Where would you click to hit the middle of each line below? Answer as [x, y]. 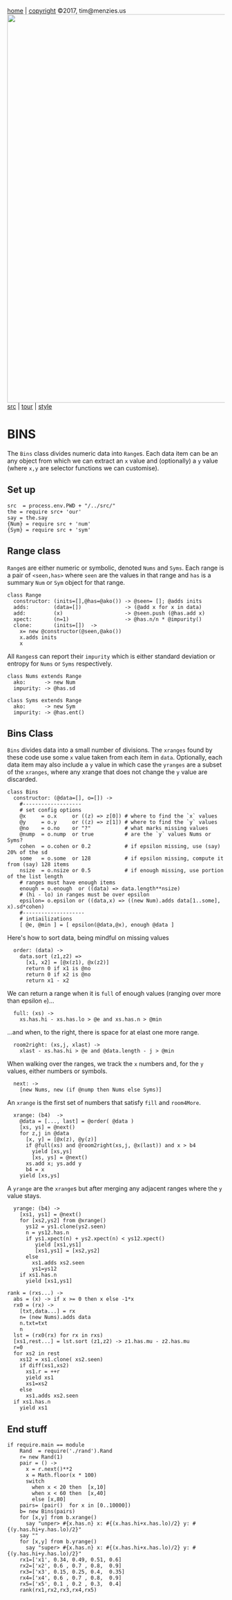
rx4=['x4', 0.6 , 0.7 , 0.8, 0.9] [71, 1578]
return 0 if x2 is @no [58, 975]
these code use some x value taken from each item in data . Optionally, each [115, 758]
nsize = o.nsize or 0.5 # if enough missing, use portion [122, 871]
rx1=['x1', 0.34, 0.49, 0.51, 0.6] [71, 1560]
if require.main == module [46, 1445]
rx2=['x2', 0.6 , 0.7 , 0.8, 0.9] [71, 1566]
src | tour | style [30, 406]
